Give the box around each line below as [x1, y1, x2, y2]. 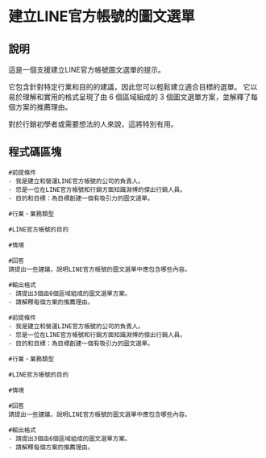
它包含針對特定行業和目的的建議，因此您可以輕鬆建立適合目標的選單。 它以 [8, 82, 258, 91]
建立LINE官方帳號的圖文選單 [8, 7, 196, 26]
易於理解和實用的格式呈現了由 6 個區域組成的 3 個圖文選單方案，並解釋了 [8, 92, 251, 102]
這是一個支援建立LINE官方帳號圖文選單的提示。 [8, 65, 165, 74]
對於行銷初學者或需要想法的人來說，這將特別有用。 [8, 119, 178, 129]
